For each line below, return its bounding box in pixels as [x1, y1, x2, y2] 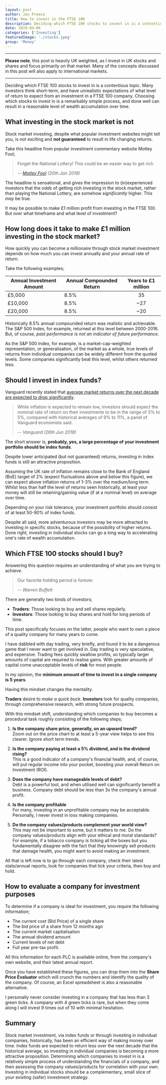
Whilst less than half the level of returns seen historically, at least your [5, 484, 148, 490]
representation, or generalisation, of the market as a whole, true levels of [5, 346, 153, 352]
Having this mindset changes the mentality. [5, 686, 93, 692]
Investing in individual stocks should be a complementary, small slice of [5, 1069, 151, 1075]
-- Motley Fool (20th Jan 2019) [17, 170, 81, 176]
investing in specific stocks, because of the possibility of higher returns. [5, 525, 152, 531]
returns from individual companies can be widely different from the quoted [5, 351, 157, 357]
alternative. [5, 985, 28, 991]
